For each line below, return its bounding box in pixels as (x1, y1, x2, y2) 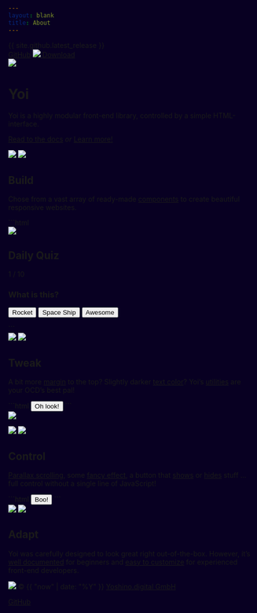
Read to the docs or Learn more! (8, 134, 113, 144)
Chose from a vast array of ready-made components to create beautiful (8, 194, 240, 204)
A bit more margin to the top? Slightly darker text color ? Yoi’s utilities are (8, 377, 241, 387)
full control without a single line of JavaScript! (8, 479, 156, 488)
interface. (8, 119, 39, 129)
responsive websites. (8, 203, 77, 212)
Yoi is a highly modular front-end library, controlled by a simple (8, 111, 212, 120)
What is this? (8, 288, 59, 299)
